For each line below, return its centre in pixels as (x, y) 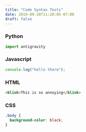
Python (14, 36)
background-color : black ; (37, 120)
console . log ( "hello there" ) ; (35, 69)
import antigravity (25, 47)
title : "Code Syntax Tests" (34, 10)
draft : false (19, 19)
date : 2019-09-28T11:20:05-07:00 (40, 14)
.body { (13, 116)
